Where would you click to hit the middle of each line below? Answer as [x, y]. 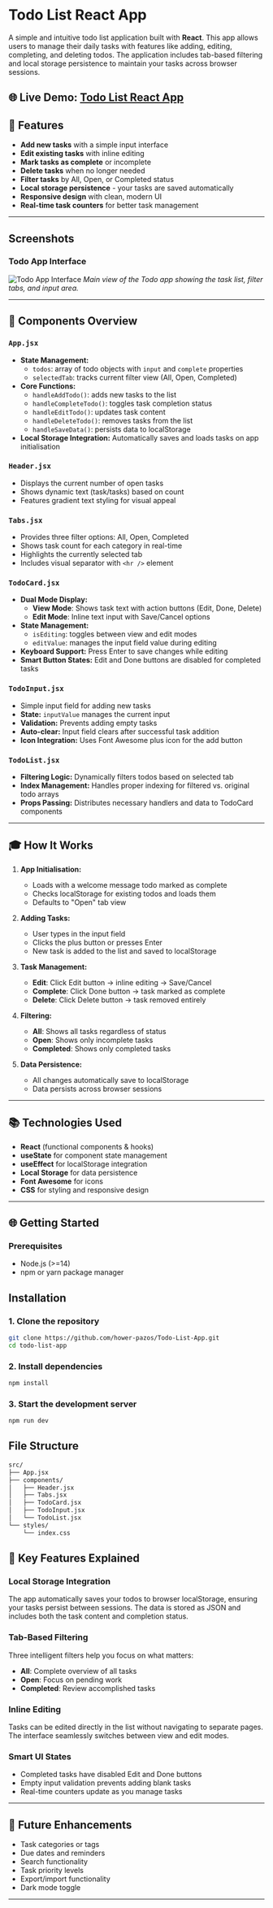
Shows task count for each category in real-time [101, 545]
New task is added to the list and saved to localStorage [124, 951]
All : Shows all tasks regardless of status [99, 1031]
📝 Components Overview [73, 322]
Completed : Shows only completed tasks [102, 1048]
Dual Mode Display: [54, 600]
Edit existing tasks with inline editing [82, 154]
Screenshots [41, 239]
